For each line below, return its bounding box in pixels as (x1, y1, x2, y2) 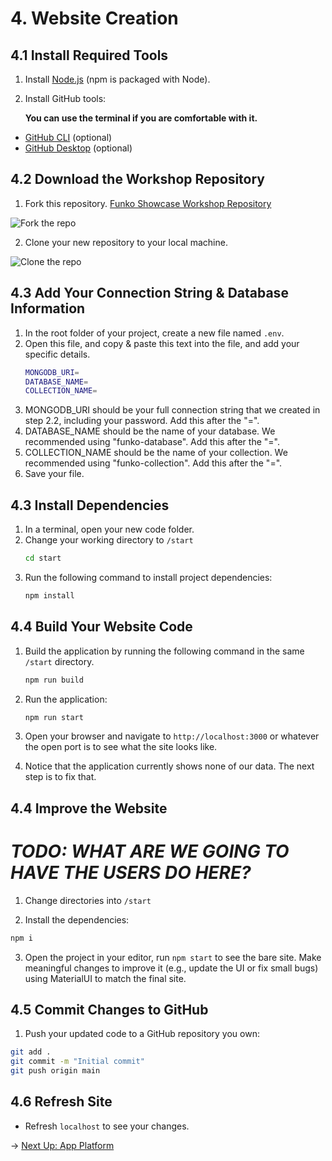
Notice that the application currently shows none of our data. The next (24, 760, 315, 772)
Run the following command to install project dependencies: (24, 571, 273, 583)
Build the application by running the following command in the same (24, 645, 305, 657)
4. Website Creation (10, 7, 179, 30)
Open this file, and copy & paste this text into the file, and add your (24, 337, 300, 349)
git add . (10, 1047, 52, 1057)
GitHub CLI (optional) (24, 132, 113, 143)
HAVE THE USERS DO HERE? (10, 861, 252, 884)
